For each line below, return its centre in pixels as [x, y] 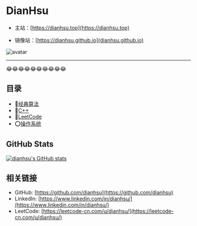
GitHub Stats [30, 144]
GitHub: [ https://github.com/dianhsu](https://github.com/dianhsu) [94, 193]
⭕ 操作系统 [28, 124]
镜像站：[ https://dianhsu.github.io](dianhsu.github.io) [79, 40]
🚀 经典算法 [27, 104]
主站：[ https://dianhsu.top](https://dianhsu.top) [72, 28]
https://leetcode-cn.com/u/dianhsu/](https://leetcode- [108, 211]
